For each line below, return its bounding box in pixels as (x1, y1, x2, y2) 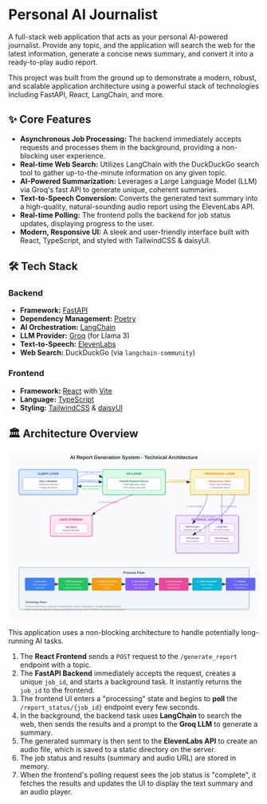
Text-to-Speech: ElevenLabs (19, 339, 116, 349)
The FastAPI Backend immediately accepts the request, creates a (19, 669, 237, 678)
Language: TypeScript (19, 394, 94, 404)
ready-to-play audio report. (8, 57, 98, 67)
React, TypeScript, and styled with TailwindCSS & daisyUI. (19, 235, 211, 245)
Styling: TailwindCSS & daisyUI (19, 402, 124, 412)
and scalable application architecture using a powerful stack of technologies (8, 81, 259, 91)
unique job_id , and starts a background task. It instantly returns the (19, 677, 242, 687)
